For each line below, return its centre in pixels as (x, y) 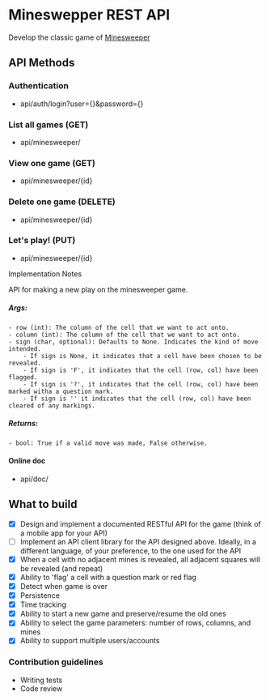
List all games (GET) (49, 125)
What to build (43, 504)
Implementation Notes (45, 274)
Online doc (27, 461)
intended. (25, 349)
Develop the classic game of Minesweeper (80, 37)
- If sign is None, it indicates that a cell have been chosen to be (143, 356)
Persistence (40, 595)
